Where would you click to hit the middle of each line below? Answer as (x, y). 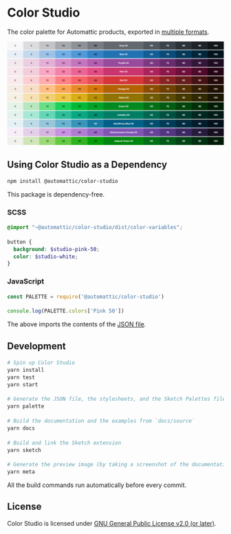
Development (37, 346)
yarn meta (21, 472)
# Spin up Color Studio (41, 363)
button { (20, 242)
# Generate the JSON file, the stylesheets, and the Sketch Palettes (109, 399)
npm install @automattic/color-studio (63, 181)
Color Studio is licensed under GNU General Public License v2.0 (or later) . (112, 523)
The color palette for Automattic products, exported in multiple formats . (108, 32)
